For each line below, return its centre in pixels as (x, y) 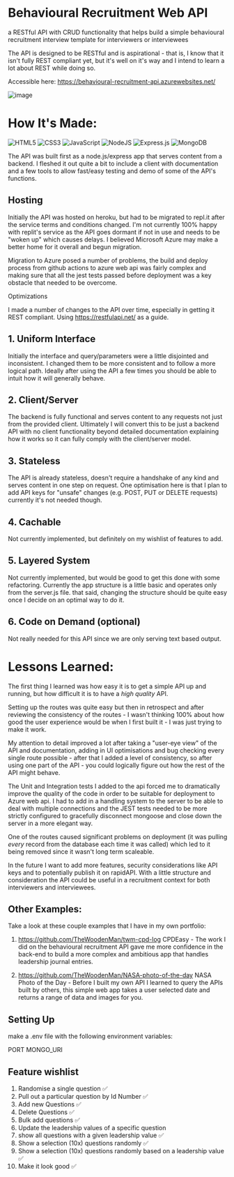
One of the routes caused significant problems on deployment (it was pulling (118, 836)
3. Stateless (34, 461)
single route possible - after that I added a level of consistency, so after (110, 757)
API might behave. (34, 772)
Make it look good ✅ (47, 1166)
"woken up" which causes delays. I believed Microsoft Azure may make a (113, 239)
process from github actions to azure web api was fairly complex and (107, 267)
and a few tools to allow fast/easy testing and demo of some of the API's (112, 171)
